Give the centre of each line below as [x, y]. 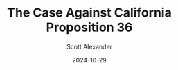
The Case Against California [89, 13]
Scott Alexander [89, 46]
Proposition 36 [89, 27]
